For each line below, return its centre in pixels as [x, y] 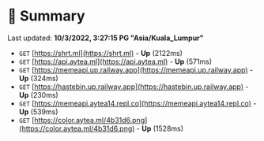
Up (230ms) [38, 95]
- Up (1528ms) [160, 128]
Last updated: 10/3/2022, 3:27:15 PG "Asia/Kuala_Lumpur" [106, 38]
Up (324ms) [38, 78]
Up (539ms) [38, 111]
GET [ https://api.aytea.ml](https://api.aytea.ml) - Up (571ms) [115, 61]
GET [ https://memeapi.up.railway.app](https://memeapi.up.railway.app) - [136, 69]
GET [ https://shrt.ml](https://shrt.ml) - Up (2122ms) [101, 53]
